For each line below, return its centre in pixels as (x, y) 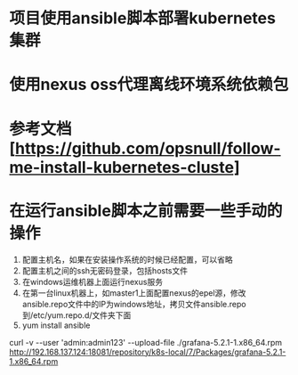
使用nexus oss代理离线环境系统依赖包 (149, 85)
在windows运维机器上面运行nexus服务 (92, 281)
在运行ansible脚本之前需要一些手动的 (146, 211)
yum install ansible (56, 325)
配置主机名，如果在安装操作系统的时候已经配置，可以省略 (127, 259)
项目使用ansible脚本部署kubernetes (142, 18)
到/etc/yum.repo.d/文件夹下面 (77, 315)
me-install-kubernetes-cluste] (125, 167)
